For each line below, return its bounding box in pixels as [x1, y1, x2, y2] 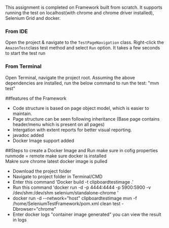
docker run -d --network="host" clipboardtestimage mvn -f [12, 195, 137, 201]
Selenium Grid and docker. [5, 15, 61, 21]
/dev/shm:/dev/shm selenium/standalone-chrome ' [12, 189, 119, 195]
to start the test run [5, 50, 46, 56]
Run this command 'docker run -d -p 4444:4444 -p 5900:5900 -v [12, 184, 151, 190]
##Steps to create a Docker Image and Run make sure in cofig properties [5, 147, 158, 153]
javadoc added [12, 132, 44, 138]
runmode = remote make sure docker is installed [5, 153, 107, 159]
